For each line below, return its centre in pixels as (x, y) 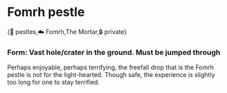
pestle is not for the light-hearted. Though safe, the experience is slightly (111, 75)
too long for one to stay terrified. (54, 82)
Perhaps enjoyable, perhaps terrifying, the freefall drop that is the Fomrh (111, 67)
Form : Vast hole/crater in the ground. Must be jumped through (114, 52)
